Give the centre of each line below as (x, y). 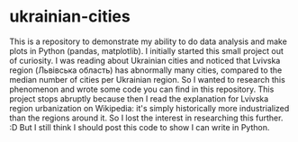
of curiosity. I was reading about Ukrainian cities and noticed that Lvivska (145, 60)
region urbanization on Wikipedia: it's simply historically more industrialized (149, 108)
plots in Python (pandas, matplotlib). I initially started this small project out (146, 50)
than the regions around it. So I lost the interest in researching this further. (146, 118)
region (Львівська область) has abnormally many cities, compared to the (146, 70)
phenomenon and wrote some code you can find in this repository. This (142, 89)
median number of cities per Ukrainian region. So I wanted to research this (147, 79)
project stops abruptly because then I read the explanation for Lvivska (139, 98)
